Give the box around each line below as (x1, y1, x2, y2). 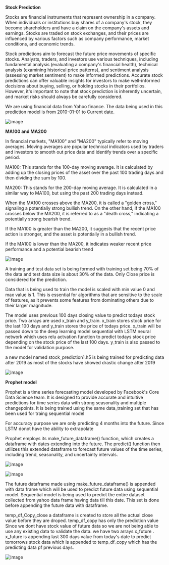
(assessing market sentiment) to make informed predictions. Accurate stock (5, 72, 163, 78)
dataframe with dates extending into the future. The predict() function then (5, 441, 160, 447)
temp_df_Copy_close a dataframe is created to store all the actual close (5, 512, 153, 518)
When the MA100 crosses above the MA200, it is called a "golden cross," (5, 200, 157, 206)
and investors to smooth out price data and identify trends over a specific (5, 149, 158, 155)
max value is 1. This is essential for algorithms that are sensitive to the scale (5, 292, 162, 298)
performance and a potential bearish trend (5, 246, 93, 252)
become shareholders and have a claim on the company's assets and (5, 25, 150, 31)
